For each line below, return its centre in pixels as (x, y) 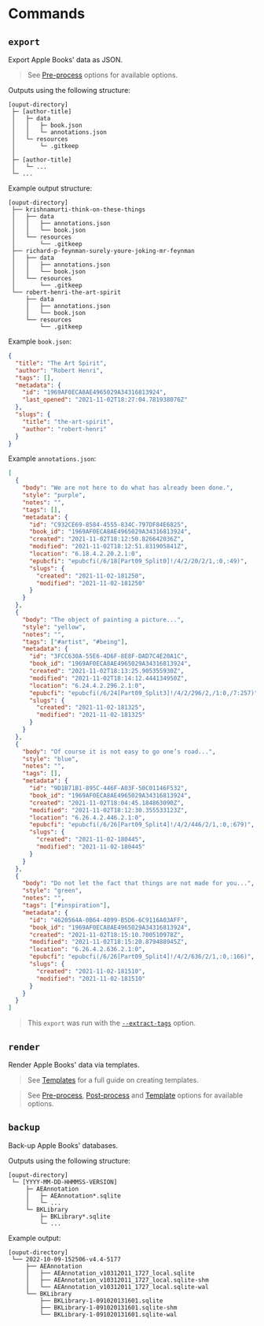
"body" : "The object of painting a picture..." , (103, 619)
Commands (47, 14)
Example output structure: (50, 188)
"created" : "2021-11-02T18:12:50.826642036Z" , (106, 539)
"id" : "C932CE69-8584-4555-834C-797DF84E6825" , (108, 525)
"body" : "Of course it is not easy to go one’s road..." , (119, 752)
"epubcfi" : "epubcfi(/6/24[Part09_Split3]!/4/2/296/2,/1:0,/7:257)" (143, 693)
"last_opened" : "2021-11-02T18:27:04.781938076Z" (105, 400)
